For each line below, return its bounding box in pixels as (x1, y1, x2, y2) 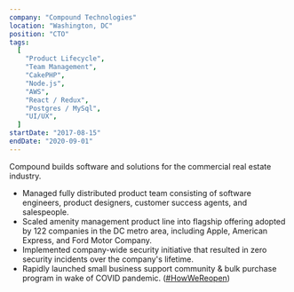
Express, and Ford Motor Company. (21, 234, 153, 245)
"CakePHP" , (25, 71, 66, 80)
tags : (9, 37, 29, 47)
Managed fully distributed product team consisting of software (21, 187, 251, 198)
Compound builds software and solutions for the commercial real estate (9, 161, 272, 171)
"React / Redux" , (25, 95, 90, 105)
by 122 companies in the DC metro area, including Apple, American (21, 225, 268, 236)
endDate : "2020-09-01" (9, 137, 93, 146)
